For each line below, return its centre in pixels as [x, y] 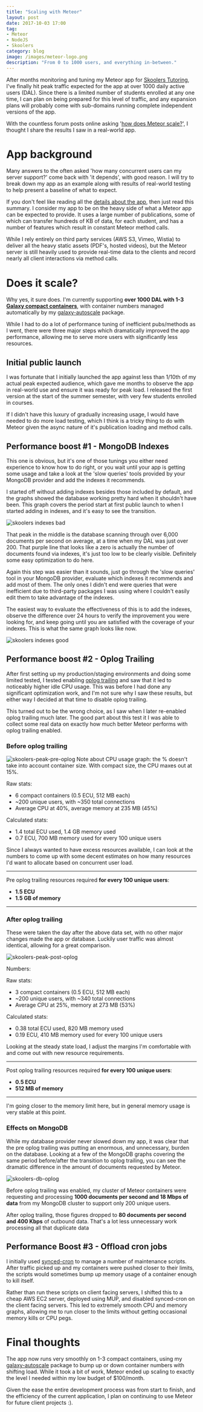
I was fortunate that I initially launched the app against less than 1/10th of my [101, 377]
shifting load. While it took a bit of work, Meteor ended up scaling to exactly [100, 1372]
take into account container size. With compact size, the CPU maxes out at [99, 766]
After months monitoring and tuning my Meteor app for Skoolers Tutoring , [98, 80]
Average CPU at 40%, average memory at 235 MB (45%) [86, 808]
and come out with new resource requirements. [65, 1053]
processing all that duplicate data [48, 1228]
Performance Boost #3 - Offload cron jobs [87, 1247]
